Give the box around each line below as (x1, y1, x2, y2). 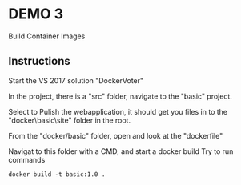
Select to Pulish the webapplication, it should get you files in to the (8, 107, 228, 116)
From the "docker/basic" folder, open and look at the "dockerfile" (8, 131, 223, 140)
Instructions (8, 54, 70, 68)
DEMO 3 (8, 5, 64, 23)
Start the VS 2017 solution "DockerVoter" (8, 75, 144, 85)
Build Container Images (8, 31, 86, 41)
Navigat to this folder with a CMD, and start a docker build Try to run (8, 146, 234, 156)
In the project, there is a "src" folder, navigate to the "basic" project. (8, 91, 232, 101)
